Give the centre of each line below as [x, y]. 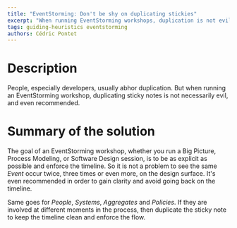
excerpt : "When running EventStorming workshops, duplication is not [112, 20]
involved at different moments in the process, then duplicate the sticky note [117, 210]
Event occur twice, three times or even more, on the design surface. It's [111, 174]
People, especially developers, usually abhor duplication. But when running [117, 88]
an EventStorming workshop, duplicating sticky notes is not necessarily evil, [118, 95]
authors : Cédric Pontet [42, 34]
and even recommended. [44, 103]
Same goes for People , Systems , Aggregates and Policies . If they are [107, 203]
